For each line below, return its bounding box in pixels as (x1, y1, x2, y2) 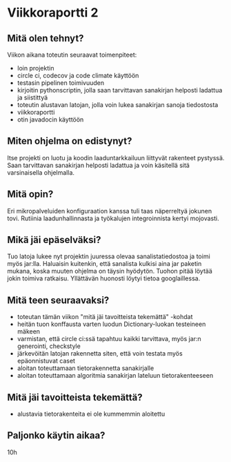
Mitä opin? (7, 189, 54, 200)
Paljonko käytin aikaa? (7, 430, 106, 441)
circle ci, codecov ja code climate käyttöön (17, 71, 139, 79)
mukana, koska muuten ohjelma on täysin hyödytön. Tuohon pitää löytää (7, 267, 212, 276)
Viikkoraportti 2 (7, 5, 99, 21)
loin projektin (17, 64, 54, 72)
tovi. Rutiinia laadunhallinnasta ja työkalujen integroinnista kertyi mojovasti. (7, 214, 219, 222)
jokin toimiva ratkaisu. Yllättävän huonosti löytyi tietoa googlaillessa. (7, 274, 201, 282)
